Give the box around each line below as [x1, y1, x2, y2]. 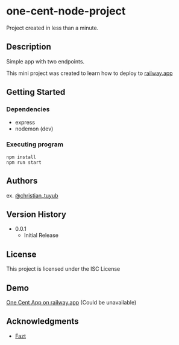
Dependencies [6, 105, 50, 114]
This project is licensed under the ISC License [6, 265, 121, 272]
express [14, 119, 35, 126]
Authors [6, 176, 38, 186]
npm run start [6, 159, 42, 166]
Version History [6, 209, 66, 219]
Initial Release [24, 231, 59, 239]
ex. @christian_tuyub [6, 192, 58, 199]
